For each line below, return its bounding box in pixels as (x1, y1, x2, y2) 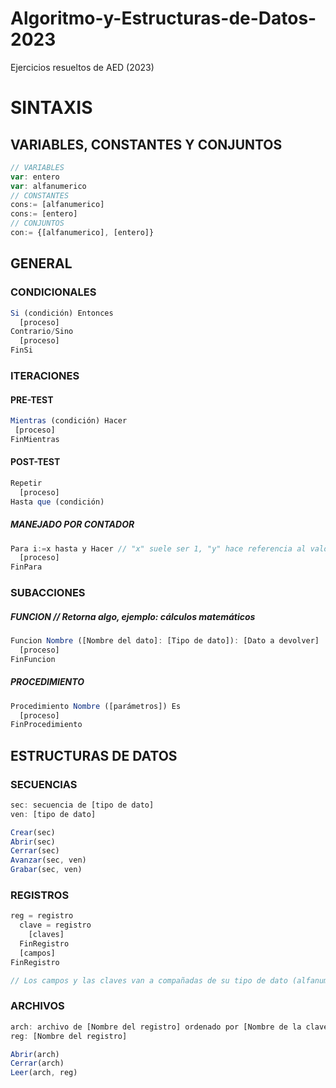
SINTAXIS (10, 97, 93, 119)
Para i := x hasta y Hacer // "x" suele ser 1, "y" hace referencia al (10, 543, 307, 554)
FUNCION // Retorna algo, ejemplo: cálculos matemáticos (10, 610, 256, 622)
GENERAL (10, 255, 73, 272)
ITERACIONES (10, 368, 80, 382)
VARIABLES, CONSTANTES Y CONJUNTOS (10, 136, 283, 153)
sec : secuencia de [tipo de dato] (10, 800, 155, 810)
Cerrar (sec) (10, 846, 60, 856)
